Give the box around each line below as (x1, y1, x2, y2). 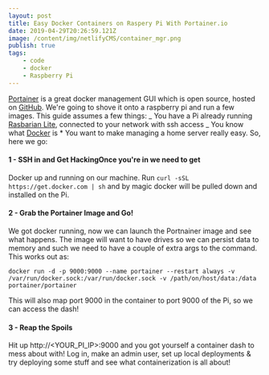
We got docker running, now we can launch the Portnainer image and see (8, 226, 252, 236)
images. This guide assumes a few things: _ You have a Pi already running (8, 110, 253, 121)
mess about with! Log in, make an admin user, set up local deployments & (8, 349, 251, 359)
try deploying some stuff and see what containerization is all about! (8, 357, 231, 367)
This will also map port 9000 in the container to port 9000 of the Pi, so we (8, 295, 253, 306)
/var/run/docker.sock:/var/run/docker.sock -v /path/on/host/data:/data (8, 274, 257, 282)
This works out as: (8, 252, 70, 262)
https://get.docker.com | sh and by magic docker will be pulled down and (8, 181, 258, 191)
